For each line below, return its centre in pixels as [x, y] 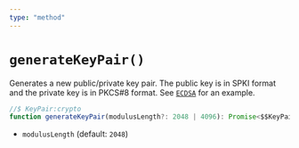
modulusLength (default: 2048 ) [75, 134]
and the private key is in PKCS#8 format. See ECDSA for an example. [132, 92]
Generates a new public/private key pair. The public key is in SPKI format [143, 83]
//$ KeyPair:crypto [45, 109]
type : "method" [37, 17]
